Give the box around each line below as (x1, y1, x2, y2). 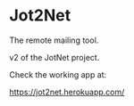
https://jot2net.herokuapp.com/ (9, 86, 125, 97)
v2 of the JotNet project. (9, 52, 100, 62)
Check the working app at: (9, 69, 107, 80)
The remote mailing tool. (9, 35, 99, 45)
